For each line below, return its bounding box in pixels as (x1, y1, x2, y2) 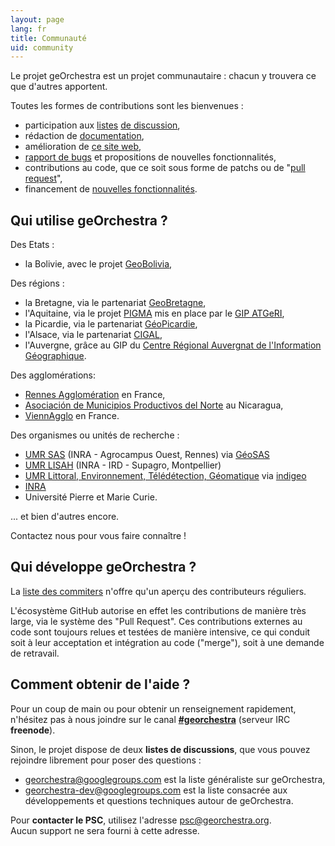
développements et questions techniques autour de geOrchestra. (24, 794, 294, 806)
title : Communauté (10, 33, 87, 43)
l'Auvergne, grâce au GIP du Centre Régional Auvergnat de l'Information (24, 339, 322, 351)
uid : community (10, 42, 74, 53)
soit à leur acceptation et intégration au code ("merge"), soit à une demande (10, 636, 325, 648)
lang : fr (10, 24, 47, 34)
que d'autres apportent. (10, 81, 108, 93)
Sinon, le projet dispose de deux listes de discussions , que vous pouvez (10, 743, 311, 755)
